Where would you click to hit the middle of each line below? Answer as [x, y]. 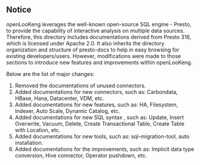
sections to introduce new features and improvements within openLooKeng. [99, 62]
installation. [29, 142]
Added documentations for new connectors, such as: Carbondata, [96, 91]
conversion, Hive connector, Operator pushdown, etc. [81, 155]
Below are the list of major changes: [50, 74]
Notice [19, 10]
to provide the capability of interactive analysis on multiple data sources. [96, 30]
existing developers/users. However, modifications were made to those [93, 56]
